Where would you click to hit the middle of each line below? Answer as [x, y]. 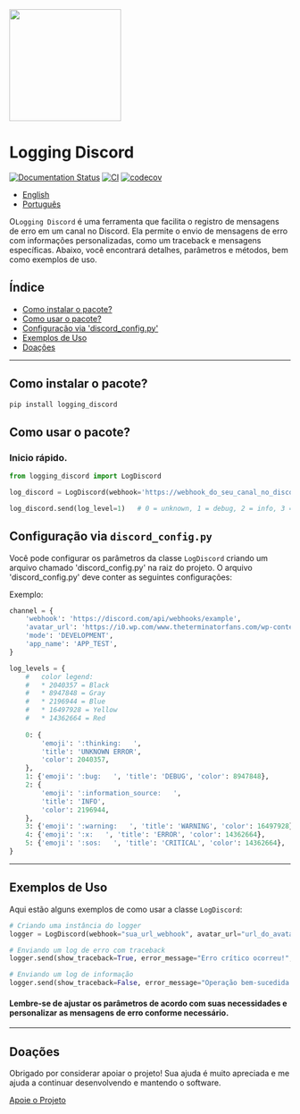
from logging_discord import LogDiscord [86, 476]
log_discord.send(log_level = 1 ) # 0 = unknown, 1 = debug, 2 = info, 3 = [151, 508]
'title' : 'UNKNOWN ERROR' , [92, 752]
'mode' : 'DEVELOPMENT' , [70, 636]
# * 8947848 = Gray [65, 693]
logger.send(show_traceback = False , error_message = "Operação [124, 983]
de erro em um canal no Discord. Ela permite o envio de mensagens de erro [149, 231]
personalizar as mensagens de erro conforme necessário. [119, 1012]
